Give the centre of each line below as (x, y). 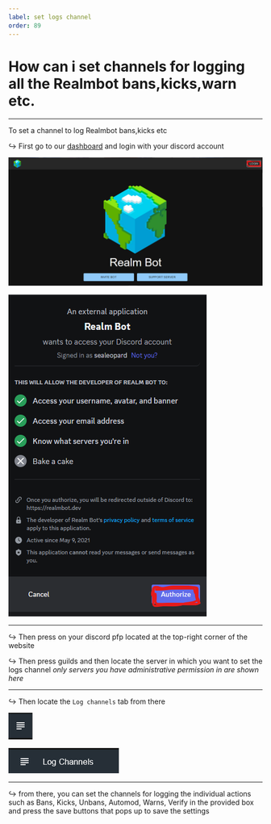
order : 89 (25, 25)
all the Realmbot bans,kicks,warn (123, 84)
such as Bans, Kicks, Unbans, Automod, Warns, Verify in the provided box (131, 802)
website (21, 646)
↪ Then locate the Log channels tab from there (87, 701)
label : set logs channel (50, 17)
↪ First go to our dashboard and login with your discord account (116, 146)
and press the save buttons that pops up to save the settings (109, 811)
